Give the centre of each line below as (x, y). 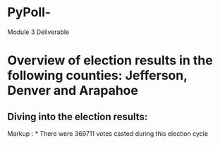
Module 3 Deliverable (38, 32)
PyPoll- (29, 12)
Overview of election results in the (110, 60)
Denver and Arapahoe (73, 91)
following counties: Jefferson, (97, 76)
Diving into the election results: (78, 116)
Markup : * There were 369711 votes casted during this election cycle (108, 133)
